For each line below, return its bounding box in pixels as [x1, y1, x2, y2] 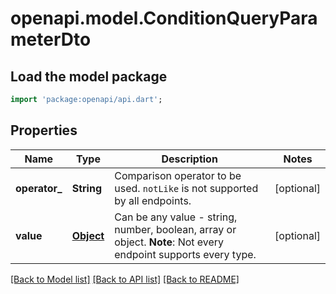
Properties [10, 122, 78, 139]
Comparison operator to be [114, 168, 242, 182]
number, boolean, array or [114, 222, 237, 236]
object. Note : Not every [114, 235, 225, 249]
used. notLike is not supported [114, 181, 259, 195]
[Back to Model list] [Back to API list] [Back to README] [10, 273, 240, 285]
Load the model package [10, 68, 168, 85]
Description [161, 152, 218, 166]
